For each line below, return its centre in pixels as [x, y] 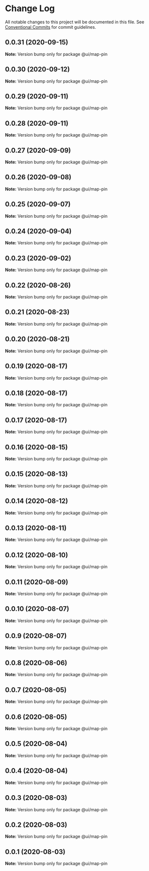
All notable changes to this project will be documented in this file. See [75, 22]
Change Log [30, 9]
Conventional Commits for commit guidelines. [50, 27]
